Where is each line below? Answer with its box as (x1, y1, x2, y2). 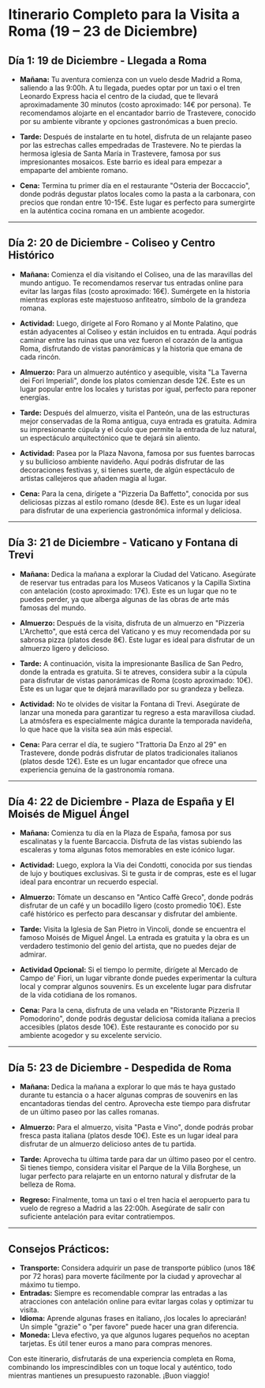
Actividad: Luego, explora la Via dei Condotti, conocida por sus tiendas (19, 860, 252, 870)
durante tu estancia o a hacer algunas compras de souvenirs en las (19, 1090, 238, 1100)
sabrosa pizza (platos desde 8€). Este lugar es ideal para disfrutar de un (19, 634, 255, 645)
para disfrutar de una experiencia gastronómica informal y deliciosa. (19, 506, 242, 515)
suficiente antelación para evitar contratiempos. (19, 1212, 176, 1221)
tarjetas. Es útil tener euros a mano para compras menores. (19, 1339, 213, 1349)
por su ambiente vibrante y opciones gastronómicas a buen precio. (19, 117, 238, 126)
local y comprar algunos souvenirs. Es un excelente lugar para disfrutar (19, 982, 252, 991)
